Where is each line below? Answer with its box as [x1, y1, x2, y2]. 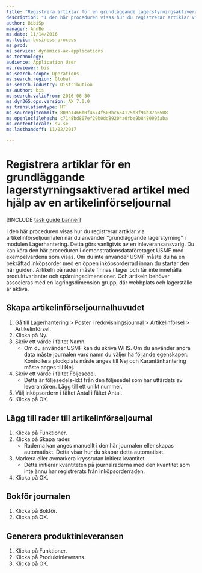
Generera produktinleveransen [6, 531, 124, 541]
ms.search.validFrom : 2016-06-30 [6, 93, 90, 99]
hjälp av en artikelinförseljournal [6, 196, 171, 210]
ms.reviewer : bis [6, 64, 50, 71]
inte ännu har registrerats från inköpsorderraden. [23, 468, 145, 475]
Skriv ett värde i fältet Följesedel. [14, 370, 97, 377]
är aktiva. [6, 285, 29, 292]
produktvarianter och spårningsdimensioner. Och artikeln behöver [6, 272, 170, 280]
